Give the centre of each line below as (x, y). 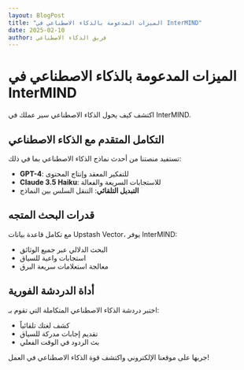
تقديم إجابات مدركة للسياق (59, 333)
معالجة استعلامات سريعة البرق (64, 266)
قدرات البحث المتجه (52, 215)
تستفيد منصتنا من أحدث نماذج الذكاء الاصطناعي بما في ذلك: (95, 159)
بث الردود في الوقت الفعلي (59, 342)
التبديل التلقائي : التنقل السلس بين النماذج (79, 191)
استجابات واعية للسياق (53, 257)
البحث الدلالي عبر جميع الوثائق (63, 250)
